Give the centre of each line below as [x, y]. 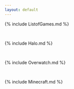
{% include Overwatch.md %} [35, 62]
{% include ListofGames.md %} [37, 24]
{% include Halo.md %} [29, 43]
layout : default [21, 10]
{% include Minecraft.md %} [34, 82]
